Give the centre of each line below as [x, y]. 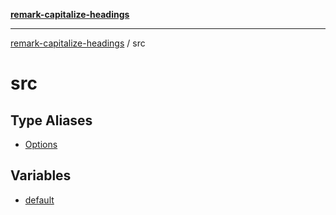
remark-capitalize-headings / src [78, 43]
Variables [41, 175]
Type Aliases [51, 120]
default [39, 200]
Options [41, 144]
